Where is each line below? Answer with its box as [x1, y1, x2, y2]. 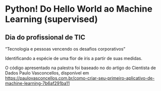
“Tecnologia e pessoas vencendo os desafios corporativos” [5, 46, 126, 52]
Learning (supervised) [5, 14, 98, 25]
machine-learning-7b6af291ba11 [5, 80, 70, 86]
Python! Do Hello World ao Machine [5, 3, 153, 15]
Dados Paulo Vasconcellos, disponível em [5, 70, 90, 76]
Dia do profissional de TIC [5, 33, 86, 41]
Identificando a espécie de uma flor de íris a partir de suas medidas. [5, 55, 143, 61]
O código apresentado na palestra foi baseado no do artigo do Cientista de [5, 65, 156, 71]
